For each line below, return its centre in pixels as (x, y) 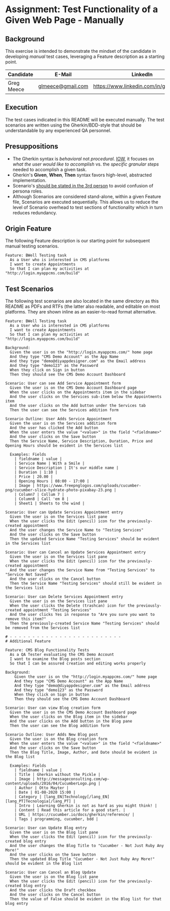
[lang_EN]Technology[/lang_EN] (77, 797)
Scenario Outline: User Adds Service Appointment (59, 419)
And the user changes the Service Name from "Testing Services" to (82, 570)
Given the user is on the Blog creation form (59, 739)
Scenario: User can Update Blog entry (46, 828)
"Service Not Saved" (27, 575)
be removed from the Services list (43, 628)
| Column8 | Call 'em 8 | (42, 499)
